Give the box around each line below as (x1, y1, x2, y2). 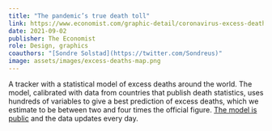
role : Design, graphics (8, 42, 89, 50)
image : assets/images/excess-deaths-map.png (8, 57, 161, 65)
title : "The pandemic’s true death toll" (8, 11, 151, 20)
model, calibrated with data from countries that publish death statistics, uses (8, 87, 264, 97)
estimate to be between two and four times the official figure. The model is (8, 104, 257, 114)
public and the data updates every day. (8, 113, 139, 123)
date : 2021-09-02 (8, 27, 67, 35)
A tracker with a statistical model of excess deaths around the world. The (8, 78, 253, 89)
